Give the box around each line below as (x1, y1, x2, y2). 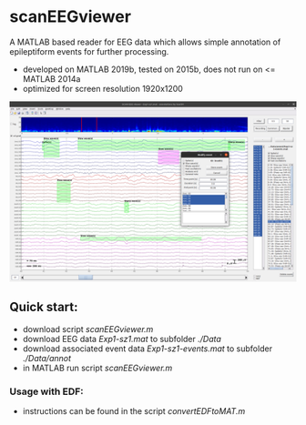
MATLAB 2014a (22, 73, 81, 84)
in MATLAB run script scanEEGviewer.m (22, 362, 173, 373)
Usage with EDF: (9, 385, 84, 398)
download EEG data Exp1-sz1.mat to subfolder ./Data (22, 333, 221, 344)
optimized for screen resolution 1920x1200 (22, 83, 184, 94)
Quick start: (9, 299, 79, 315)
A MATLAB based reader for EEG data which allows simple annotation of (9, 36, 281, 47)
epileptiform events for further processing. (9, 46, 169, 56)
